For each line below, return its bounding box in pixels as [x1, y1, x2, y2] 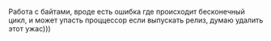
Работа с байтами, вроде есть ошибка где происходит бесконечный [8, 7, 245, 16]
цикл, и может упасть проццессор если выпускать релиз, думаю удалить [8, 15, 264, 25]
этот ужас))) [8, 24, 51, 33]
